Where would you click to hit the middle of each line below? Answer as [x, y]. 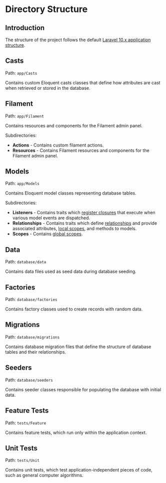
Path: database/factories [31, 299]
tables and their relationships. [36, 352]
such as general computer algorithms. [44, 475]
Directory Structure [46, 9]
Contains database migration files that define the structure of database [78, 347]
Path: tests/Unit [22, 460]
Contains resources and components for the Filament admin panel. [74, 125]
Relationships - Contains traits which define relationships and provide [85, 223]
